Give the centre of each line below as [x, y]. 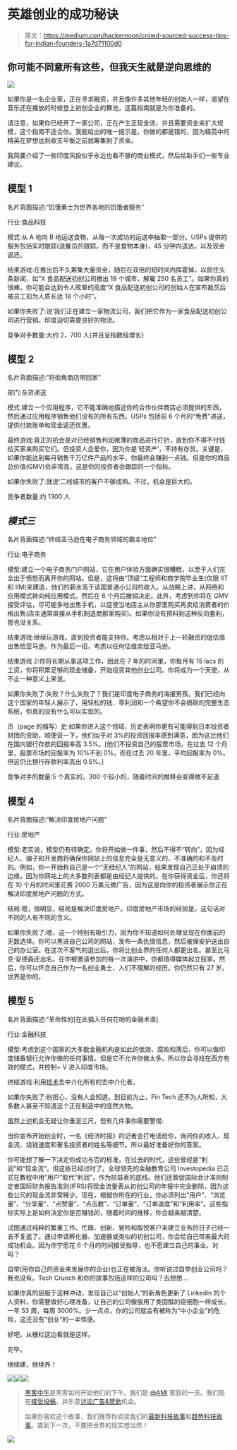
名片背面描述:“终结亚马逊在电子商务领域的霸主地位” [82, 539]
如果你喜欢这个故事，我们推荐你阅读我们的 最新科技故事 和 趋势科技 [120, 1416]
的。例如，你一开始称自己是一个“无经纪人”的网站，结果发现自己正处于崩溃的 [118, 867]
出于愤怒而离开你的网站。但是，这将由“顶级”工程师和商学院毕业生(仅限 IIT [120, 578]
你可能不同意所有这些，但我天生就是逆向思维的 [109, 67]
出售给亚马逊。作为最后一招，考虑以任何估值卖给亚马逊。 [91, 646]
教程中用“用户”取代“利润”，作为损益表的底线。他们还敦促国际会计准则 [121, 1177]
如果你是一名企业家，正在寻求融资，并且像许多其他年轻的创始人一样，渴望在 [119, 99]
